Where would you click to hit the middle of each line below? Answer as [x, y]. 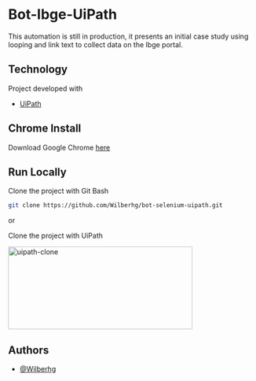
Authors [29, 350]
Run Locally [37, 172]
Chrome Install [45, 129]
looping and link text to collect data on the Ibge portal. [95, 44]
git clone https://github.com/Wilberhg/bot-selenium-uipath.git [115, 205]
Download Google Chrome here [59, 147]
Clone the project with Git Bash [59, 191]
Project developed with [46, 88]
